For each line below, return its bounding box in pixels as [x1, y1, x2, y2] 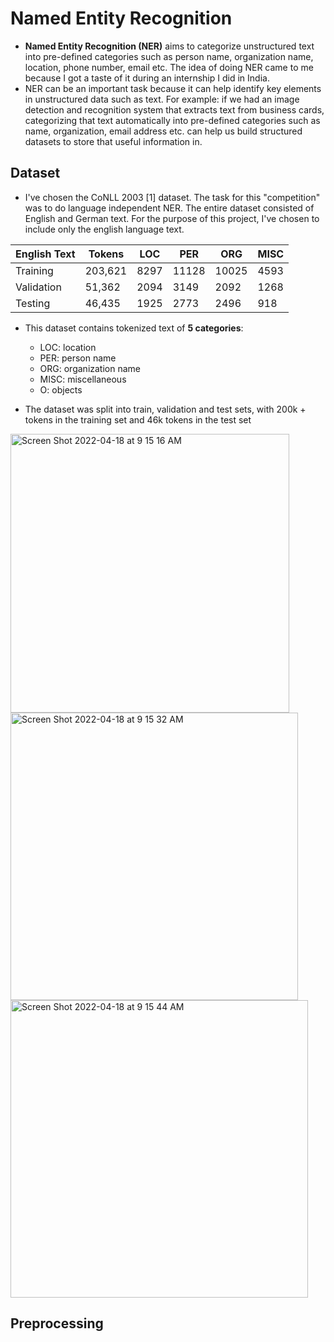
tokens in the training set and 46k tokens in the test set [24, 413, 252, 426]
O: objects [39, 383, 83, 396]
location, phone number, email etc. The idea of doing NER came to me [24, 61, 314, 73]
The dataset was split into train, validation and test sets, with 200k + [24, 403, 307, 415]
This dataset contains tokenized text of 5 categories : [24, 322, 244, 334]
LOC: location [39, 341, 97, 353]
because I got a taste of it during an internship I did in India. [24, 72, 270, 84]
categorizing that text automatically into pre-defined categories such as [24, 114, 321, 126]
